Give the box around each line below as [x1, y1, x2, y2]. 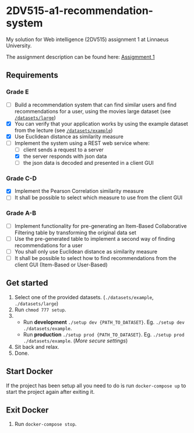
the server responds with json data [23, 153, 107, 160]
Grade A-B [6, 209, 37, 217]
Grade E [6, 88, 29, 96]
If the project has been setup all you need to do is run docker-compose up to [6, 382, 186, 389]
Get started [6, 278, 48, 288]
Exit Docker [6, 405, 49, 415]
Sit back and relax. [14, 343, 59, 350]
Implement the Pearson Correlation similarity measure [14, 188, 144, 195]
